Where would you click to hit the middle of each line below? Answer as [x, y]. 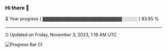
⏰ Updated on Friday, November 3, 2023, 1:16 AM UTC [61, 35]
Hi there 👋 [17, 8]
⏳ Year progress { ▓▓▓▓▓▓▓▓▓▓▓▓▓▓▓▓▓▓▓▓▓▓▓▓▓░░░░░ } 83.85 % [82, 19]
